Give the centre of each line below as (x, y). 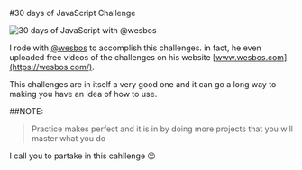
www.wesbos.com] (251, 57)
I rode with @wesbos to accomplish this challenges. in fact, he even (135, 48)
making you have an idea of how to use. (83, 94)
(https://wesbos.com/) (51, 67)
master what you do (69, 138)
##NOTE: (27, 111)
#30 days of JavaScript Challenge (73, 13)
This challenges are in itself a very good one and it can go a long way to (143, 84)
